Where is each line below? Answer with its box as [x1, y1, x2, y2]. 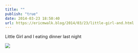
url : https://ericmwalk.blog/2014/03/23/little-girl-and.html [5, 20, 134, 26]
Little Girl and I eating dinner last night [5, 34, 82, 40]
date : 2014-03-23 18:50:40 [5, 16, 60, 21]
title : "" [5, 7, 25, 12]
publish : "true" [5, 12, 38, 16]
